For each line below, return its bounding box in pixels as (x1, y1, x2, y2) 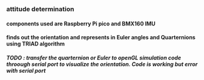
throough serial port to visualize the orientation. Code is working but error (6, 60, 198, 68)
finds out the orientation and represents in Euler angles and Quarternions (6, 34, 196, 41)
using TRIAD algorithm (6, 40, 65, 47)
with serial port (6, 67, 46, 74)
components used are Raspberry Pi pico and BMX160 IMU (6, 20, 156, 27)
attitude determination (6, 5, 74, 13)
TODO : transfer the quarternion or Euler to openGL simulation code (6, 54, 181, 61)
